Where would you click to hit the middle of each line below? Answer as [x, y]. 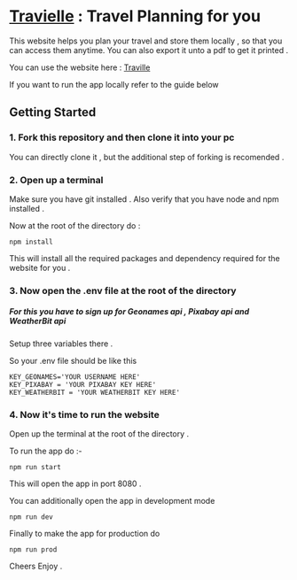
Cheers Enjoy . [36, 566]
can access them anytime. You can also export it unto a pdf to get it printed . [149, 50]
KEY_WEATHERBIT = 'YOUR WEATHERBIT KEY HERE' [94, 392]
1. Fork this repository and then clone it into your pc [122, 137]
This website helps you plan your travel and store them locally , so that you [146, 41]
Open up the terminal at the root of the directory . [99, 434]
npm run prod [33, 550]
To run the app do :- [46, 451]
